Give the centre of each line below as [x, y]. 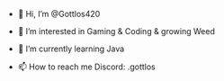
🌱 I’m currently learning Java [71, 49]
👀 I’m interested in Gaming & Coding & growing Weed [116, 31]
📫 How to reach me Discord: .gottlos [86, 67]
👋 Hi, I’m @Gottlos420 [59, 14]
